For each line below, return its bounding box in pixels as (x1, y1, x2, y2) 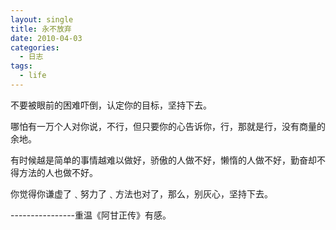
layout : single (10, 14, 74, 25)
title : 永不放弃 (10, 24, 72, 34)
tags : (10, 61, 33, 71)
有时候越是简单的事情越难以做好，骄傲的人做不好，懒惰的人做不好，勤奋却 (10, 154, 317, 166)
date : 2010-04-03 (10, 33, 83, 43)
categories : (10, 42, 60, 53)
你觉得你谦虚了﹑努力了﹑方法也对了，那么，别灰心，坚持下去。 (10, 187, 273, 200)
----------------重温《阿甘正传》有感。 (10, 209, 172, 221)
